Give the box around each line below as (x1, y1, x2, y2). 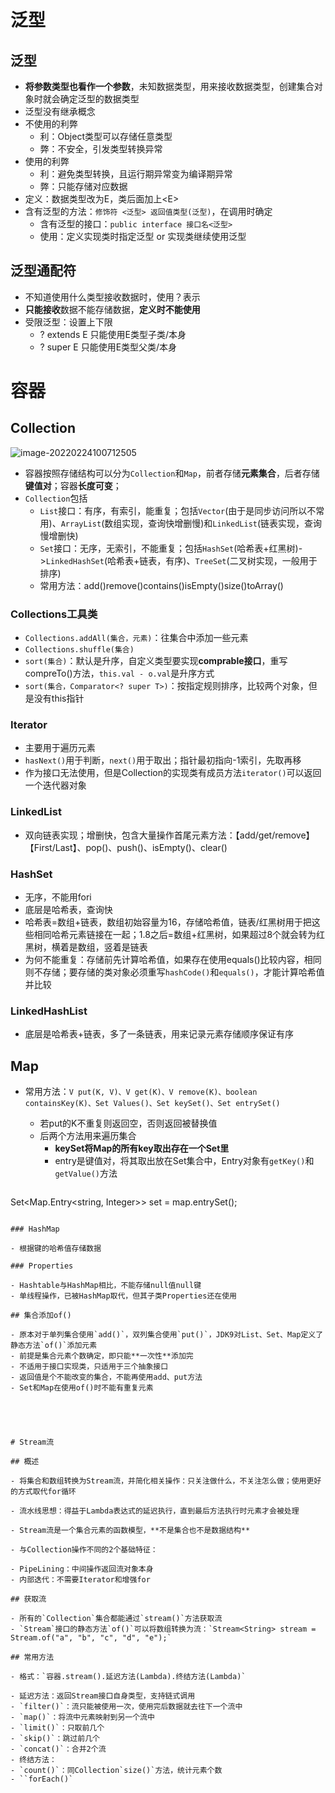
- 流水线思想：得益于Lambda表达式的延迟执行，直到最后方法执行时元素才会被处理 (10, 1506, 300, 1516)
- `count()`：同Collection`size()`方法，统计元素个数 (10, 1766, 223, 1776)
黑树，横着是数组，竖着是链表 (24, 941, 148, 953)
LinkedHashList (10, 1004, 88, 1018)
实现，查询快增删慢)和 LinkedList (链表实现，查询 (121, 517, 323, 529)
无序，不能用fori (24, 891, 92, 903)
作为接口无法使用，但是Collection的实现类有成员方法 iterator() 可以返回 (24, 767, 322, 779)
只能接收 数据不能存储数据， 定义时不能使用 (24, 303, 201, 315)
